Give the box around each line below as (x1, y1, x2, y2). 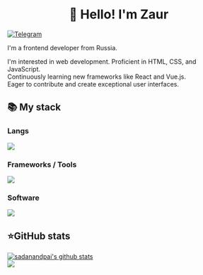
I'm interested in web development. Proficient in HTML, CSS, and (7, 57, 197, 66)
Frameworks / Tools (7, 159, 77, 169)
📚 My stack (7, 101, 62, 113)
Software (7, 193, 40, 203)
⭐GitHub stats (7, 230, 71, 242)
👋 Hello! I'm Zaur (69, 6, 169, 23)
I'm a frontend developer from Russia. (7, 43, 118, 52)
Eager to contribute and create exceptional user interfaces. (7, 79, 179, 88)
